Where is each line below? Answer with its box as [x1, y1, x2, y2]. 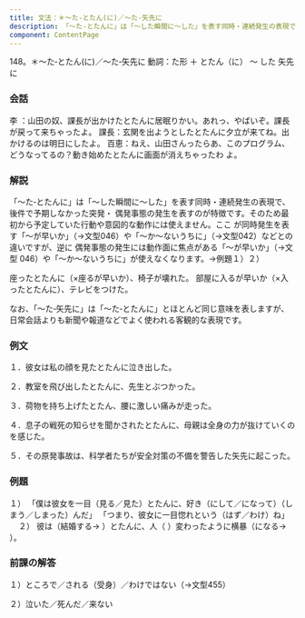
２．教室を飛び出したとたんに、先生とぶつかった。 [9, 381, 201, 392]
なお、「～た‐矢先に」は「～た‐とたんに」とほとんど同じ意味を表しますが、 [9, 303, 290, 314]
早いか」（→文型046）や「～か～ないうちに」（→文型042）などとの [40, 230, 293, 241]
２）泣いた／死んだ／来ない [9, 598, 113, 609]
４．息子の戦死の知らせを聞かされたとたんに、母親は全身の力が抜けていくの [9, 420, 296, 431]
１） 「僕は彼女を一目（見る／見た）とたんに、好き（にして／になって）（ [9, 497, 286, 509]
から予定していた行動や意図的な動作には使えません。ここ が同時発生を [16, 219, 282, 230]
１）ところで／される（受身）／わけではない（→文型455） [9, 579, 231, 590]
